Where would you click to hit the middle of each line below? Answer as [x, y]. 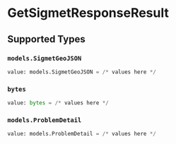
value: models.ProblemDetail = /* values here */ [82, 134]
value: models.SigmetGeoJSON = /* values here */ [82, 72]
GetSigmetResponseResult [88, 13]
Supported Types [47, 39]
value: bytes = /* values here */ [58, 103]
